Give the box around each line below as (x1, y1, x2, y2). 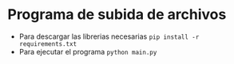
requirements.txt (18, 40, 77, 48)
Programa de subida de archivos (7, 6, 227, 24)
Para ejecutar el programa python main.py (18, 47, 157, 56)
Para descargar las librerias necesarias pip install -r (18, 32, 200, 41)
